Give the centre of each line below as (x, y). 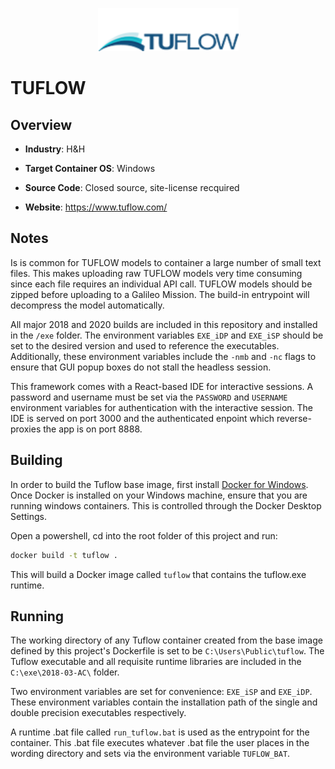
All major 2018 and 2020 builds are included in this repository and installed (164, 324)
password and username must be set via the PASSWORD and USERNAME (149, 397)
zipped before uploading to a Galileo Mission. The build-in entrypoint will (160, 294)
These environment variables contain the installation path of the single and (164, 702)
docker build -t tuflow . (64, 555)
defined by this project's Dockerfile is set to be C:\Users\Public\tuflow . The (167, 651)
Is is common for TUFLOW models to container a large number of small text (166, 262)
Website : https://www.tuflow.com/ (96, 207)
